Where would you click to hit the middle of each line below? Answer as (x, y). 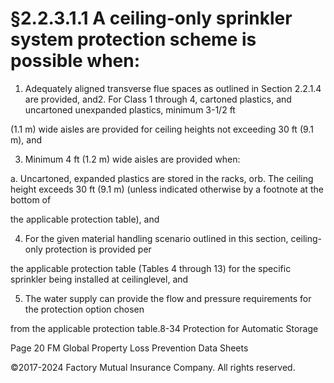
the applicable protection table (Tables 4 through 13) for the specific (151, 268)
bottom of (31, 199)
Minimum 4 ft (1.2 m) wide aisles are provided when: (132, 159)
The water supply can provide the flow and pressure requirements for (168, 298)
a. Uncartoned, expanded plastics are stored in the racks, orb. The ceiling (162, 178)
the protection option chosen (84, 309)
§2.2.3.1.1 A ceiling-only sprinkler (151, 18)
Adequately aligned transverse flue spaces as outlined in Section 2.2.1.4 (173, 88)
